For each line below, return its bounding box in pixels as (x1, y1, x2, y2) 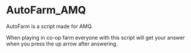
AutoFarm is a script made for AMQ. (6, 23, 93, 30)
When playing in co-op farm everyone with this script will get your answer (6, 34, 185, 41)
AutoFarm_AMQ (6, 3, 86, 17)
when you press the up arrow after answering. (6, 40, 118, 47)
